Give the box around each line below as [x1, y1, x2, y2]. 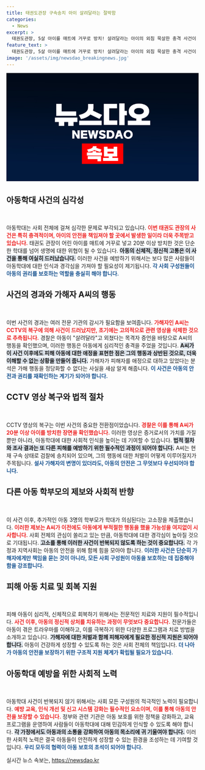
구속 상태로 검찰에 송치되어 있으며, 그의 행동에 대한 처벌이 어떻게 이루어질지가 [12, 451, 197, 459]
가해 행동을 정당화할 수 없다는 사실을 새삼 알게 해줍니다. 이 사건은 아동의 [17, 365, 188, 372]
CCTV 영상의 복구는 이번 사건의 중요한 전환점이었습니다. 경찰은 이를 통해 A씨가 [6, 421, 194, 428]
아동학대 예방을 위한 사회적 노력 [6, 668, 118, 679]
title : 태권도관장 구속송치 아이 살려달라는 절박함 [6, 10, 116, 16]
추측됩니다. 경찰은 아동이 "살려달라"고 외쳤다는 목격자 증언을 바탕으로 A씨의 [12, 334, 193, 341]
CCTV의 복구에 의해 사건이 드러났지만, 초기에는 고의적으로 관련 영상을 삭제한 [6, 326, 187, 333]
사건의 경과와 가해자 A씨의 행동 [6, 289, 116, 300]
